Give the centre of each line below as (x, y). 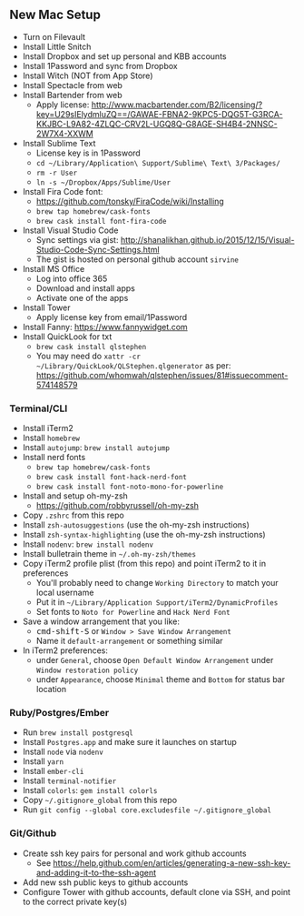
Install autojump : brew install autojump (96, 448)
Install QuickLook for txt (67, 337)
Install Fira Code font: (63, 191)
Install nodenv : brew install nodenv (88, 544)
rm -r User (57, 173)
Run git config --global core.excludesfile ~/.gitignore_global (147, 810)
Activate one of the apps (82, 297)
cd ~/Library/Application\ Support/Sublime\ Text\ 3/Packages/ (158, 163)
